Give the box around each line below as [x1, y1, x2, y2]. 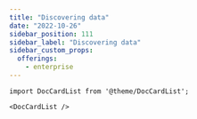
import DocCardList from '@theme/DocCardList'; [9, 86, 190, 96]
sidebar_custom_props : [9, 46, 94, 55]
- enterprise [25, 63, 74, 72]
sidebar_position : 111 [9, 29, 94, 38]
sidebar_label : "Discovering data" [9, 37, 142, 47]
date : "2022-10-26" [9, 21, 82, 30]
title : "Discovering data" [9, 12, 110, 22]
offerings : [17, 54, 58, 63]
